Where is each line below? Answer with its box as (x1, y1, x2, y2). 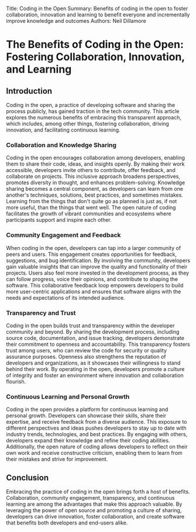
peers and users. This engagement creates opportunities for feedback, (6, 250, 177, 258)
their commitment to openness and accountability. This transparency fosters (6, 341, 190, 348)
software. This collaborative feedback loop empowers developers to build (6, 282, 184, 289)
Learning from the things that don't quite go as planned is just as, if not (6, 198, 177, 205)
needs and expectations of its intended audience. (6, 294, 126, 301)
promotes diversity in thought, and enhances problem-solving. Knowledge (6, 179, 185, 186)
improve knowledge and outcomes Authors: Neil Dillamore (6, 18, 146, 24)
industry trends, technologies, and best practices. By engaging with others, (6, 431, 188, 438)
